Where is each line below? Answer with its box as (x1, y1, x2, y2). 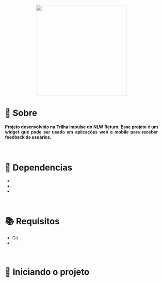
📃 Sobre (5, 108, 37, 118)
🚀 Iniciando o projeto (5, 266, 90, 278)
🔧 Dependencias (5, 162, 73, 173)
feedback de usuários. (5, 134, 52, 140)
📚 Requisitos (5, 216, 60, 227)
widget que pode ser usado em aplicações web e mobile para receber (5, 129, 158, 135)
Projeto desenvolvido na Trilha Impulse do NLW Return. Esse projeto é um (5, 124, 158, 130)
